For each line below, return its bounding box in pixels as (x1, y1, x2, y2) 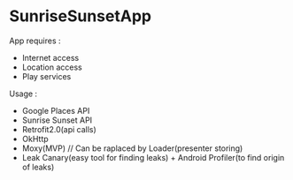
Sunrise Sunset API (21, 115, 93, 125)
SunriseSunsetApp (9, 6, 152, 26)
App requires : (9, 35, 61, 46)
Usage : (9, 88, 38, 99)
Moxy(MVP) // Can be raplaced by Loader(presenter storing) (21, 143, 243, 154)
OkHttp (21, 133, 49, 144)
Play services (21, 71, 72, 81)
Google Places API (21, 105, 90, 116)
